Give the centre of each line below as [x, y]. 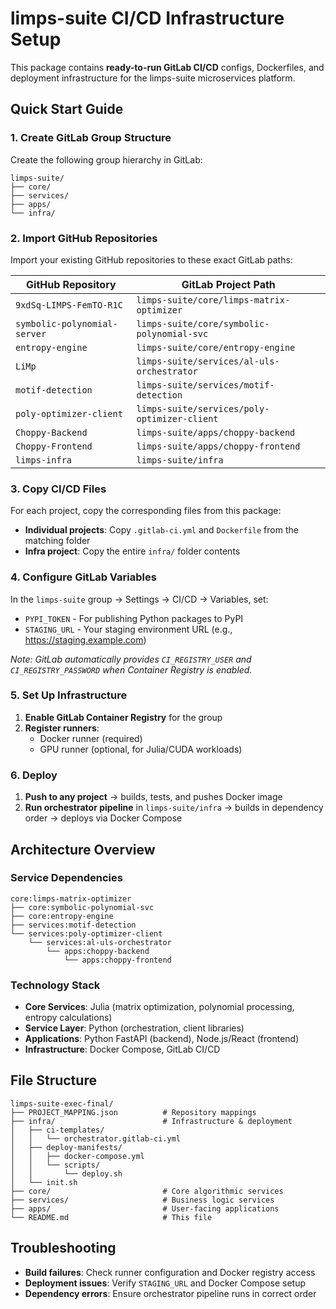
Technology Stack [55, 985]
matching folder [57, 541]
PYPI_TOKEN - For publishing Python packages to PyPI [134, 618]
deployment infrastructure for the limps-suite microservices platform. [153, 78]
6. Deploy [34, 775]
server [31, 333]
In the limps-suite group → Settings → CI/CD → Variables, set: [139, 599]
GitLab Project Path [228, 284]
